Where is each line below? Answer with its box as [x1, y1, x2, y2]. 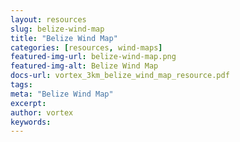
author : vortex [10, 107, 74, 118]
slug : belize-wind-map [10, 24, 105, 34]
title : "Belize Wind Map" [10, 33, 118, 43]
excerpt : [10, 98, 47, 108]
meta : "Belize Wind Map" [10, 89, 114, 99]
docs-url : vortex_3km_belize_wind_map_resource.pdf [10, 71, 230, 81]
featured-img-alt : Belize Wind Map [10, 61, 159, 71]
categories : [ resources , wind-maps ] [10, 42, 163, 53]
